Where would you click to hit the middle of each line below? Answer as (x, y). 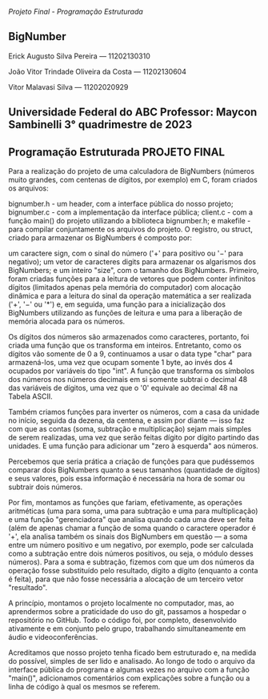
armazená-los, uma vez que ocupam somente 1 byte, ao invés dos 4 (121, 363)
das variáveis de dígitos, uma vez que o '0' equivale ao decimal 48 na (123, 388)
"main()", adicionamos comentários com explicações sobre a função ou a (129, 678)
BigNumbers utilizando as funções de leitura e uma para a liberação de (125, 313)
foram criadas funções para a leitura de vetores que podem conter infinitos (132, 279)
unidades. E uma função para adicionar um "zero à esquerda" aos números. (133, 446)
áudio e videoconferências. (53, 637)
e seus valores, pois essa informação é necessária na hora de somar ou (127, 479)
